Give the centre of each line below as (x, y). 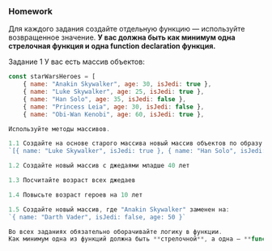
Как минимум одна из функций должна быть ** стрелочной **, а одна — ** (130, 239)
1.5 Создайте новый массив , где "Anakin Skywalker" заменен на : (119, 209)
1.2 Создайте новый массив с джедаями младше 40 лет (99, 166)
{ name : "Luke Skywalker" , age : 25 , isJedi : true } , (114, 92)
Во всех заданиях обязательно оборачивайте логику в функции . (115, 232)
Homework (30, 11)
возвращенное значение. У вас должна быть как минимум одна (122, 37)
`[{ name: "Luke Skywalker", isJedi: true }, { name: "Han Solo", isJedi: (137, 151)
